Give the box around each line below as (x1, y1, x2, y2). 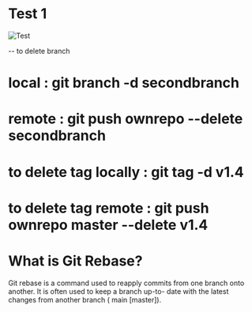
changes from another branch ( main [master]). (8, 295, 162, 304)
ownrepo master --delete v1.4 (8, 216, 209, 234)
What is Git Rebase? (8, 252, 143, 269)
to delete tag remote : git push (8, 199, 209, 217)
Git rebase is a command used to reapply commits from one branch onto (8, 278, 245, 288)
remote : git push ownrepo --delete (8, 110, 243, 128)
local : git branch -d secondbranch (8, 74, 239, 92)
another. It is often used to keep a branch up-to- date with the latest (8, 286, 229, 296)
